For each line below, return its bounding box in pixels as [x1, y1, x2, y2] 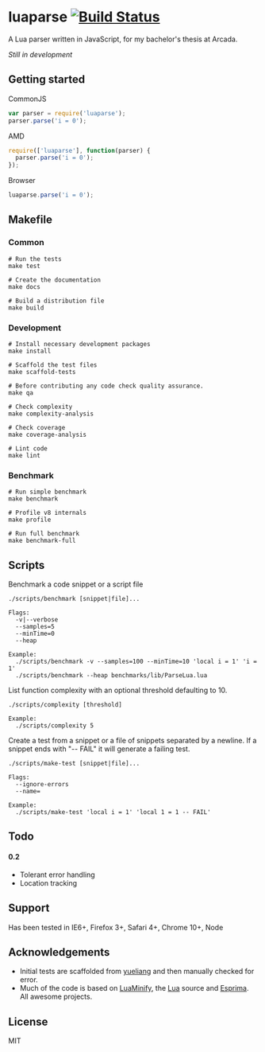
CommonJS [8, 94, 47, 103]
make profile [8, 516, 52, 524]
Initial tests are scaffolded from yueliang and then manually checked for [19, 967, 255, 976]
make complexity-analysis [8, 410, 94, 418]
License [8, 1015, 48, 1028]
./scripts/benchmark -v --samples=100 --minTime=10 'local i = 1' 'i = [15, 657, 258, 666]
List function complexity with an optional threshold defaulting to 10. [8, 685, 228, 695]
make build [8, 303, 44, 312]
